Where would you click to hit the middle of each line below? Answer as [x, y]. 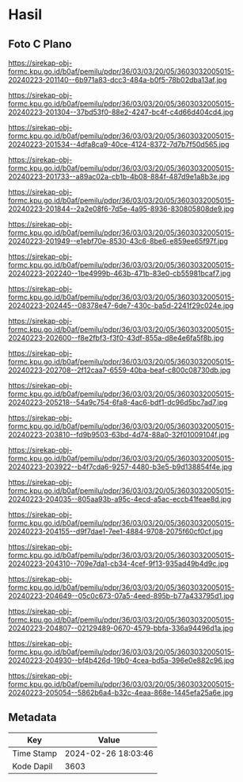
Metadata [32, 717]
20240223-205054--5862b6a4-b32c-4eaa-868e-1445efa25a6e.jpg [121, 693]
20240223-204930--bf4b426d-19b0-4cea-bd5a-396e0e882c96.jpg [121, 660]
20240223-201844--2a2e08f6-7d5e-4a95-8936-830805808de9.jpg [121, 209]
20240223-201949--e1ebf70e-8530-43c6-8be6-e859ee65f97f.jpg [118, 241]
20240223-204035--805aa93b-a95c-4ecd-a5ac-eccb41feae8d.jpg [120, 499]
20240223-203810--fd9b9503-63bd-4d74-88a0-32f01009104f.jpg [119, 435]
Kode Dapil [32, 766]
